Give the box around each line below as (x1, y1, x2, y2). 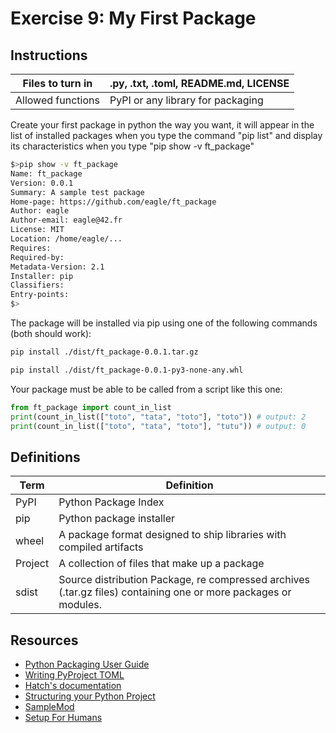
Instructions (10, 47, 88, 64)
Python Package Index (58, 495, 165, 509)
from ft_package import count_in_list (10, 402, 172, 412)
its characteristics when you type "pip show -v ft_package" (10, 140, 255, 152)
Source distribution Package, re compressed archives (58, 573, 310, 587)
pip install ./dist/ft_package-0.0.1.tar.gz (10, 347, 199, 357)
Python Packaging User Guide (24, 658, 150, 670)
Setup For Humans (24, 712, 103, 723)
